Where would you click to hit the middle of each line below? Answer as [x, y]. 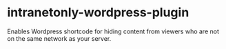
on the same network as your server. [59, 38]
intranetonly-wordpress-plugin [98, 13]
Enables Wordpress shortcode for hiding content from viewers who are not [113, 31]
